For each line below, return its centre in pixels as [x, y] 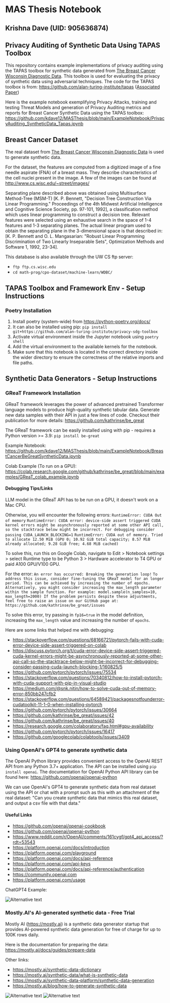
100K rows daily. [22, 935]
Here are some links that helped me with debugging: [60, 630]
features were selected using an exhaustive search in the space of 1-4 [78, 220]
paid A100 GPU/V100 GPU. [33, 564]
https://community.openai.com [45, 875]
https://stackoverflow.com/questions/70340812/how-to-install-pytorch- [88, 677]
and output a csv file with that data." [43, 803]
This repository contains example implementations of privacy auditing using [84, 65]
